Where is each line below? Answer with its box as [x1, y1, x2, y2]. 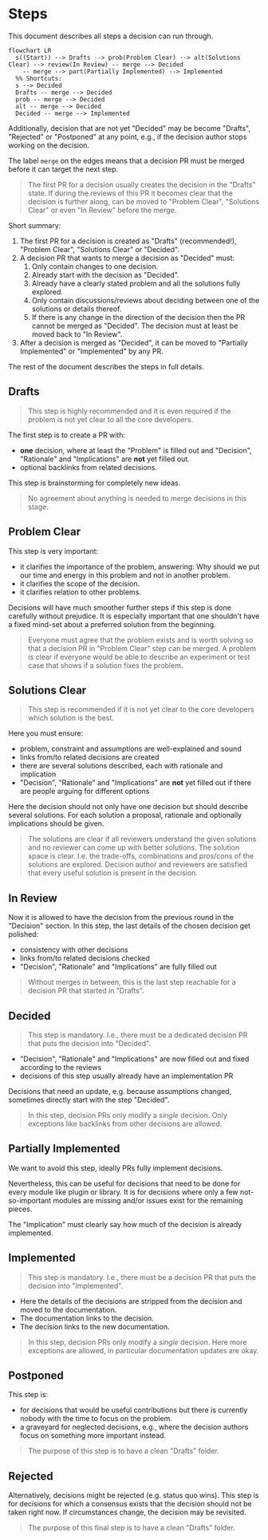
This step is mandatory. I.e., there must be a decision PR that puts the [27, 1272, 257, 1281]
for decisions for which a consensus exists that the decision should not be [8, 1499, 253, 1509]
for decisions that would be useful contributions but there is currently [19, 1405, 248, 1415]
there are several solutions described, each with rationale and [19, 761, 223, 771]
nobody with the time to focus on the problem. [19, 1414, 173, 1424]
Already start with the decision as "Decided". [31, 270, 179, 279]
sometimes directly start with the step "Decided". [8, 1095, 170, 1104]
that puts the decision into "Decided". [27, 1039, 152, 1048]
